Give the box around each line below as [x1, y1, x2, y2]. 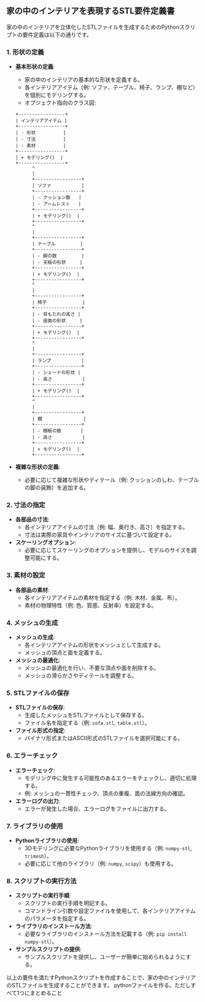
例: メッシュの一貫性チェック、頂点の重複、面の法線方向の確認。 [24, 790, 189, 797]
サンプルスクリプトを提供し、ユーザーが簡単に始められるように [24, 953, 186, 961]
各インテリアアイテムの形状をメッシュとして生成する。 [24, 641, 164, 648]
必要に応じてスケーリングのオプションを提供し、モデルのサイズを [24, 546, 191, 554]
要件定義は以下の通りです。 [22, 31, 92, 38]
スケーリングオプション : [15, 539, 77, 546]
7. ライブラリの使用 [6, 821, 63, 830]
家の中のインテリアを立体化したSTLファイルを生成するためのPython [6, 23, 180, 31]
